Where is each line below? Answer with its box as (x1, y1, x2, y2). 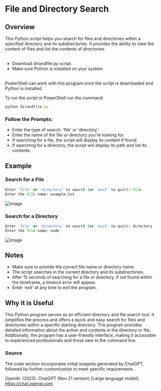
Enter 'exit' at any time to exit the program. (12, 284, 97, 290)
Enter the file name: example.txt (5, 192, 75, 196)
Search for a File (5, 176, 44, 183)
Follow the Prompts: (5, 116, 53, 123)
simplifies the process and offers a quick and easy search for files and (5, 317, 145, 323)
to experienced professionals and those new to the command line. (5, 338, 137, 343)
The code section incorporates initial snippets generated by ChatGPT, (5, 361, 144, 367)
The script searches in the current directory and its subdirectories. (12, 269, 145, 275)
